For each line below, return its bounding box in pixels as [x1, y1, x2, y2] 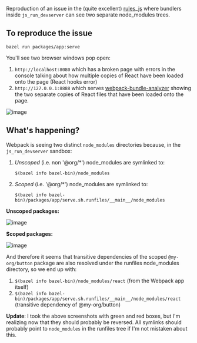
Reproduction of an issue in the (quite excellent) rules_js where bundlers [6, 5, 182, 12]
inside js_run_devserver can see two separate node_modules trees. [6, 11, 171, 18]
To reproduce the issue [6, 28, 93, 38]
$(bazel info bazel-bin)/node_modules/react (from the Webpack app [14, 277, 185, 284]
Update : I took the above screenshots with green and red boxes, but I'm [6, 312, 181, 319]
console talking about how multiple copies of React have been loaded [14, 72, 183, 79]
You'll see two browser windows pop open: [6, 54, 111, 61]
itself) [14, 283, 29, 291]
